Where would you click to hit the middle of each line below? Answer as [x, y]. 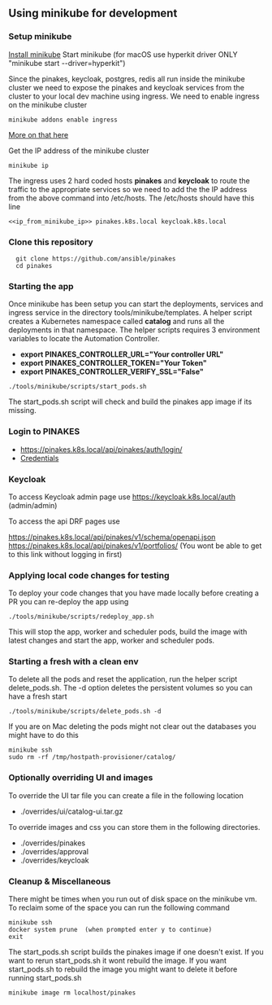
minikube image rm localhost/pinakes [72, 993]
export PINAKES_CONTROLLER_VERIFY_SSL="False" [112, 372]
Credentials [39, 458]
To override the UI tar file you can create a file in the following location [126, 795]
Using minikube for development [93, 13]
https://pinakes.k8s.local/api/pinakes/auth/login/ [101, 449]
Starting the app [41, 286]
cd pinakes [34, 266]
